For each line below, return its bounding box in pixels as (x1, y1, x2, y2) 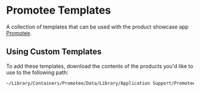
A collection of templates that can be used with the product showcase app (6, 23, 189, 30)
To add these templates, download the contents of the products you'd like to (6, 62, 193, 69)
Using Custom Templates (6, 47, 102, 57)
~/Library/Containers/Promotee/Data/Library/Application (6, 80, 151, 86)
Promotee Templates (6, 4, 111, 17)
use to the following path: (6, 69, 68, 76)
